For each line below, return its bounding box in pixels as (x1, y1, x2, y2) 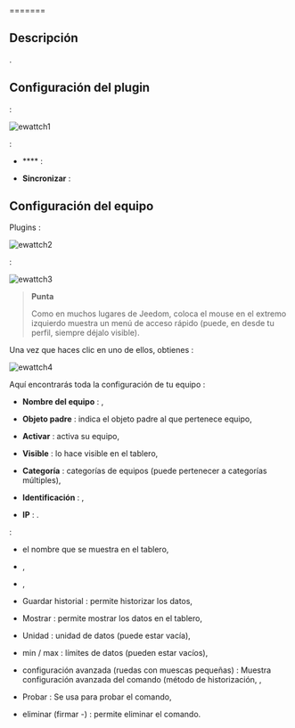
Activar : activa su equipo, (21, 431, 120, 442)
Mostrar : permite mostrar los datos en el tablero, (21, 613, 203, 624)
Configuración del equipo (9, 199, 154, 214)
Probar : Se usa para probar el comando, (21, 691, 172, 702)
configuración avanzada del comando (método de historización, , (21, 675, 262, 685)
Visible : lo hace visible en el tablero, (21, 448, 159, 459)
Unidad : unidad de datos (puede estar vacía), (21, 630, 192, 642)
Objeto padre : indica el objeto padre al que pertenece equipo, (21, 413, 252, 424)
